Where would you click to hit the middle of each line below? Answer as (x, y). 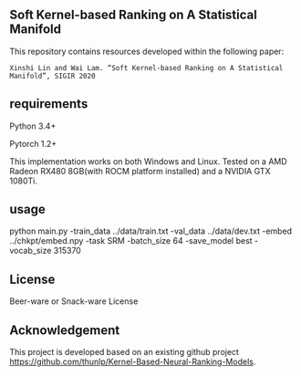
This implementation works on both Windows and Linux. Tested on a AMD (148, 161)
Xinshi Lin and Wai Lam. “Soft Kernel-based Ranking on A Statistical (146, 68)
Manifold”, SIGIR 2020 (52, 76)
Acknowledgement (65, 330)
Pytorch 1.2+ (33, 143)
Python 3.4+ (33, 126)
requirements (49, 104)
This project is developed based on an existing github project (125, 352)
